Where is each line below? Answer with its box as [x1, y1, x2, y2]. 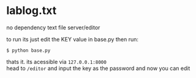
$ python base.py [6, 47, 51, 54]
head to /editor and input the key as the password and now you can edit [6, 65, 190, 72]
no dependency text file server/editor [6, 24, 100, 31]
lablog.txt [6, 4, 57, 18]
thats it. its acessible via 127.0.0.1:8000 [6, 58, 107, 65]
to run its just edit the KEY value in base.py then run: [6, 35, 139, 43]
